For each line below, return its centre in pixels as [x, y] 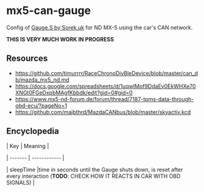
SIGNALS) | [20, 182]
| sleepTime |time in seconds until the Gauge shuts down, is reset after [95, 169]
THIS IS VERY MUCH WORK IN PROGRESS [60, 39]
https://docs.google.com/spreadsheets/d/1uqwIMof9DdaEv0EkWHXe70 [105, 86]
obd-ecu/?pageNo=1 [41, 105]
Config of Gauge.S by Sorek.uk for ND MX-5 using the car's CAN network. [100, 27]
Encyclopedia [33, 131]
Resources [27, 59]
